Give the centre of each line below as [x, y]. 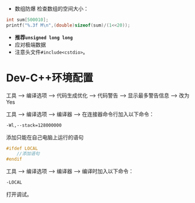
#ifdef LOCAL [22, 148]
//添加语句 [28, 154]
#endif [14, 159]
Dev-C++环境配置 [49, 78]
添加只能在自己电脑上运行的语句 [45, 137]
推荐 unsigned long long [44, 37]
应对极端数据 [30, 44]
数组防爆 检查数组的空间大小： [52, 9]
